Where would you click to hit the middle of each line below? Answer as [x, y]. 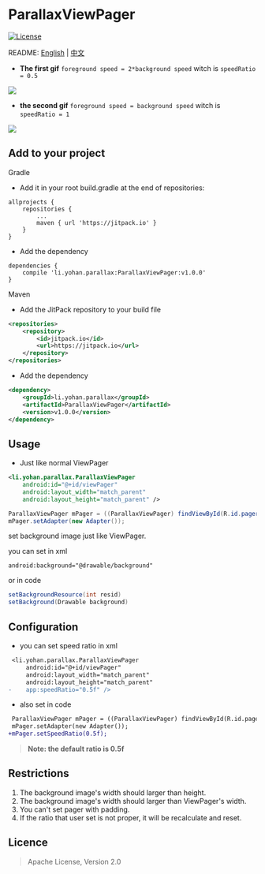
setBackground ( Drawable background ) [68, 602]
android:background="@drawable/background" [81, 566]
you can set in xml [38, 551]
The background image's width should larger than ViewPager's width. [133, 801]
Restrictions [39, 773]
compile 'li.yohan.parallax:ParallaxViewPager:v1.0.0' [114, 273]
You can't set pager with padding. [75, 809]
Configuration [43, 627]
